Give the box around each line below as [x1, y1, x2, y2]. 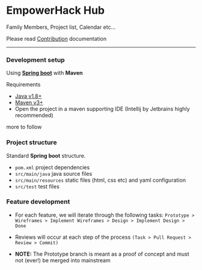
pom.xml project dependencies [14, 163, 90, 171]
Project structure [6, 139, 57, 147]
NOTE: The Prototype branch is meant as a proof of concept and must [14, 250, 189, 257]
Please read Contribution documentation [6, 35, 107, 42]
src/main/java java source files [14, 170, 93, 177]
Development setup [6, 55, 65, 64]
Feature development [6, 197, 70, 206]
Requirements [6, 81, 41, 88]
